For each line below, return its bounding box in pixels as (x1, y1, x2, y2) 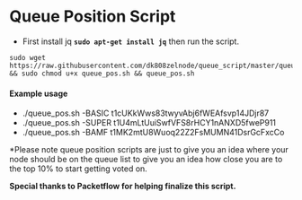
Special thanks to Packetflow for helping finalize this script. (9, 181, 236, 192)
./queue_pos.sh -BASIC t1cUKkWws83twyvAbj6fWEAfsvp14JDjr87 (22, 108, 270, 118)
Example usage (9, 88, 68, 99)
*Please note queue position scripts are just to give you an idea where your (9, 144, 289, 155)
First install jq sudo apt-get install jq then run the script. (22, 36, 240, 47)
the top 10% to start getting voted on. (9, 163, 148, 174)
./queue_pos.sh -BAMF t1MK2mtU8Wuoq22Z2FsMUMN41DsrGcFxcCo (22, 127, 285, 138)
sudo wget (9, 53, 47, 62)
